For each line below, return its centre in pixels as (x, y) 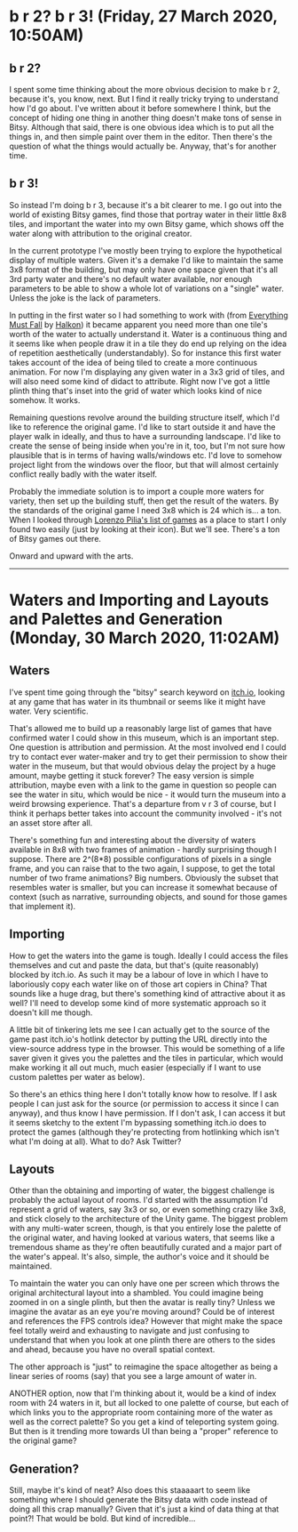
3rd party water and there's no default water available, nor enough (131, 278)
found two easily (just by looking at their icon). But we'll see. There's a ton (145, 529)
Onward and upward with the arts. (71, 556)
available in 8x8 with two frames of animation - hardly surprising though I (143, 849)
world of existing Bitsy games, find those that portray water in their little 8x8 (148, 214)
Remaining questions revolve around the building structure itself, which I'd (145, 417)
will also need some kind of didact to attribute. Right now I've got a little (140, 381)
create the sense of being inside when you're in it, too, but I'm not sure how (147, 446)
